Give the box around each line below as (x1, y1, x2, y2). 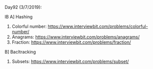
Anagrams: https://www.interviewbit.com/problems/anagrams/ (11, 34, 140, 40)
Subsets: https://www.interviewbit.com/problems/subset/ (11, 59, 129, 64)
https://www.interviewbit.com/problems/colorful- (48, 23, 148, 29)
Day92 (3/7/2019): (4, 4, 42, 10)
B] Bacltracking (4, 49, 36, 55)
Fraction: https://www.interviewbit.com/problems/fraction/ (11, 39, 131, 45)
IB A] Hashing (4, 14, 33, 19)
